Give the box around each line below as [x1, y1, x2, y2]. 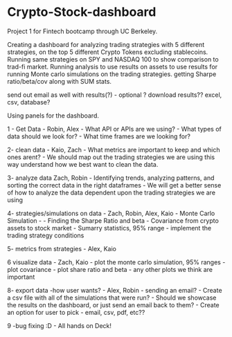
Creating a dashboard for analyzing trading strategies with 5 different [7, 40, 205, 48]
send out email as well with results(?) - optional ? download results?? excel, [7, 91, 222, 99]
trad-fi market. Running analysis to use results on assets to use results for [7, 62, 218, 71]
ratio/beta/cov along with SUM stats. [7, 77, 112, 85]
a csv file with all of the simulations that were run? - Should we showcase [7, 293, 217, 302]
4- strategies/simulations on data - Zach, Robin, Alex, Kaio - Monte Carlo [7, 209, 215, 217]
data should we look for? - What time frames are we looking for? [7, 132, 190, 140]
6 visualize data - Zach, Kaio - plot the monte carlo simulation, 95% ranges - [7, 257, 226, 266]
